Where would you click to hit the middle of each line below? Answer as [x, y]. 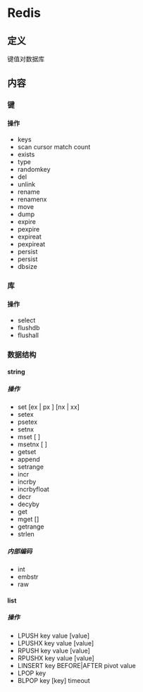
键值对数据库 [26, 59]
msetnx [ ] [32, 444]
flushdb [29, 327]
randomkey [34, 169]
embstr [28, 577]
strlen [26, 534]
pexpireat [31, 244]
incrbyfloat [33, 489]
